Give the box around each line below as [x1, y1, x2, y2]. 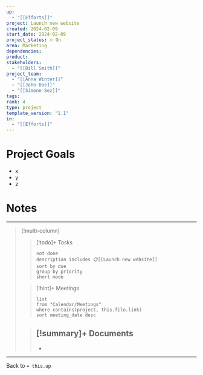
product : [6, 54, 28, 60]
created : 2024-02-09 [6, 25, 59, 32]
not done [36, 250, 59, 256]
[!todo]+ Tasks [36, 239, 73, 246]
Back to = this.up [6, 362, 51, 369]
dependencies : [6, 48, 42, 54]
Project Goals [6, 148, 76, 161]
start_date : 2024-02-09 [6, 31, 66, 37]
